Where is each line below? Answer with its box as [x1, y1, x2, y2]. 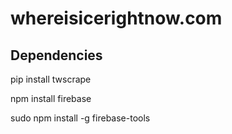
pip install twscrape [10, 73, 92, 85]
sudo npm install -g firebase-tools [10, 112, 151, 124]
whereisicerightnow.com [10, 7, 223, 30]
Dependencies [10, 47, 103, 64]
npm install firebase [10, 93, 92, 104]
